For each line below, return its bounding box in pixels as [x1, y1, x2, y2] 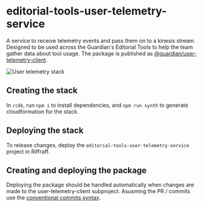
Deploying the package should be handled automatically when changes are [6, 181, 195, 188]
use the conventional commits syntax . [6, 194, 101, 202]
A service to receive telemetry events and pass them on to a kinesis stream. [6, 37, 196, 44]
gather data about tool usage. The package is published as [6, 49, 153, 57]
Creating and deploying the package [6, 165, 147, 176]
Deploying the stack [6, 126, 84, 136]
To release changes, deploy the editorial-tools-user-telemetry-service [6, 141, 190, 148]
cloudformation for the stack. [6, 107, 79, 115]
